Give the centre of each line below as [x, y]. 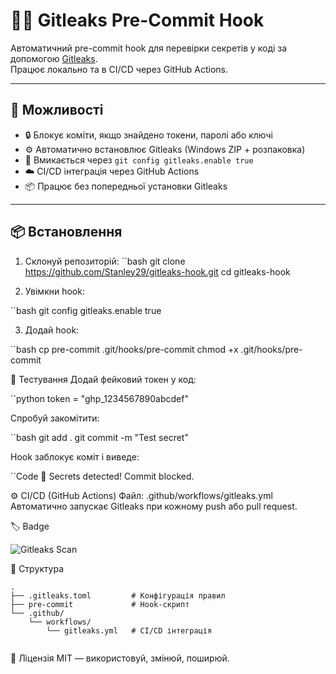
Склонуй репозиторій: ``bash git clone [105, 261]
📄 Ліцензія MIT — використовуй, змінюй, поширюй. [120, 658]
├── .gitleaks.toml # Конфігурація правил [118, 595]
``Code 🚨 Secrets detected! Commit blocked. [102, 476]
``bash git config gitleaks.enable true [86, 310]
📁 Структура [37, 568]
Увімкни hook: [54, 291]
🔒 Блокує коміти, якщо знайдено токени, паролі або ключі [148, 135]
